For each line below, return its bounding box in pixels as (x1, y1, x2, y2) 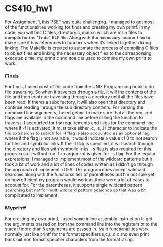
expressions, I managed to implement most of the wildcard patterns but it (5, 156, 153, 162)
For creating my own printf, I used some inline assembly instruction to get (5, 215, 153, 222)
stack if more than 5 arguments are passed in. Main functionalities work (5, 226, 149, 232)
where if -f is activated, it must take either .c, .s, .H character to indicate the (5, 125, 157, 131)
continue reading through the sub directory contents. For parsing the (5, 104, 143, 110)
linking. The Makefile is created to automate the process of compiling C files (5, 45, 159, 51)
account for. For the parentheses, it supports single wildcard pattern (5, 182, 143, 188)
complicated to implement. (5, 192, 59, 198)
